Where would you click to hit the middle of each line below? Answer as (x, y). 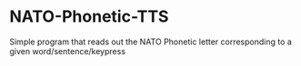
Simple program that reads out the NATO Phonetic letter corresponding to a (151, 42)
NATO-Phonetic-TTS (89, 17)
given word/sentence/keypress (67, 51)
